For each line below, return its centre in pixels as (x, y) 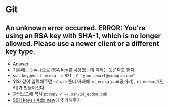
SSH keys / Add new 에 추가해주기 (47, 100)
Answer (20, 64)
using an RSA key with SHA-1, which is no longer (83, 36)
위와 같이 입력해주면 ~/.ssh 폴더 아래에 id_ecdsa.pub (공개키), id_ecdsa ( (84, 81)
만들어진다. (35, 88)
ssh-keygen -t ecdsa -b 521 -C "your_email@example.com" (74, 76)
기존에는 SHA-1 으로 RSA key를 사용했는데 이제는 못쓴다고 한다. (74, 70)
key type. (20, 51)
